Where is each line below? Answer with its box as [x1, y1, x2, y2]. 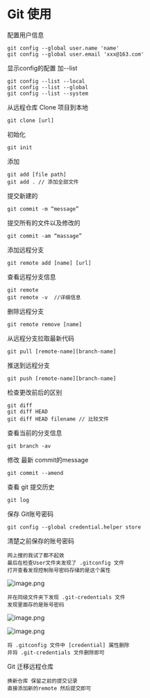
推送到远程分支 [7, 361, 50, 370]
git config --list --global [7, 84, 89, 91]
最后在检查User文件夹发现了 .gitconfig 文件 [7, 559, 125, 566]
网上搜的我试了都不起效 [7, 552, 65, 559]
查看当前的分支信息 [7, 428, 62, 437]
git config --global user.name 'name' [7, 45, 119, 52]
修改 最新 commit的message [7, 455, 89, 464]
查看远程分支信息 [7, 273, 56, 281]
